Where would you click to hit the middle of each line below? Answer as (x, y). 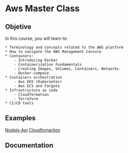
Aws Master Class (42, 9)
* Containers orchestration (34, 77)
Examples (20, 118)
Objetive (18, 27)
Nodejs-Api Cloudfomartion (33, 130)
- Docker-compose (32, 73)
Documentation (29, 145)
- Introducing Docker (36, 60)
